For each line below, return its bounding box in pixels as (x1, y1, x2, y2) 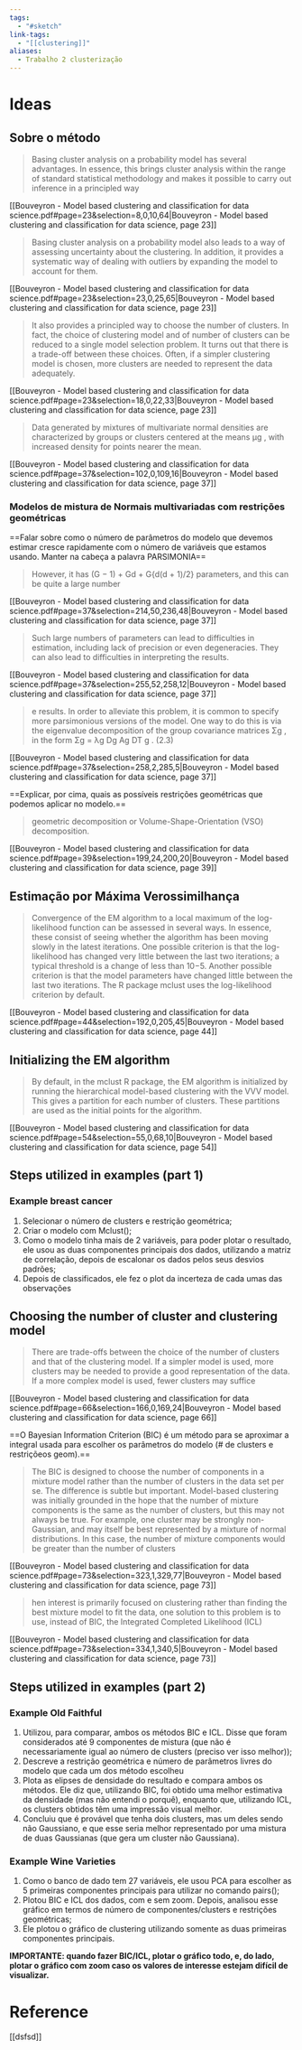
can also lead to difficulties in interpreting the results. (31, 652, 230, 663)
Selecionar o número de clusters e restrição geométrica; (22, 1216, 233, 1226)
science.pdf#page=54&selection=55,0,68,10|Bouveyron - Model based (9, 1132, 273, 1142)
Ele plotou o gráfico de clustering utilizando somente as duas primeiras (22, 1924, 287, 1934)
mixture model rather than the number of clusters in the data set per (31, 1476, 285, 1486)
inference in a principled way (31, 182, 140, 193)
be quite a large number (31, 579, 121, 590)
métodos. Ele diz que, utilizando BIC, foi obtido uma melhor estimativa (22, 1784, 283, 1795)
